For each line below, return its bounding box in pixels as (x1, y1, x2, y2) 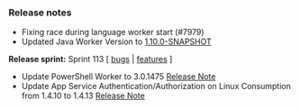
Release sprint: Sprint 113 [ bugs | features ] (8, 54, 173, 65)
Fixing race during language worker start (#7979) (21, 27, 205, 38)
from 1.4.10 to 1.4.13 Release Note (21, 90, 145, 101)
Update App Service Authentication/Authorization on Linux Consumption (21, 81, 292, 92)
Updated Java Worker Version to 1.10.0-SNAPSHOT (21, 36, 213, 47)
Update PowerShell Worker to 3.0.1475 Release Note (21, 71, 216, 82)
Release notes (8, 6, 72, 19)
